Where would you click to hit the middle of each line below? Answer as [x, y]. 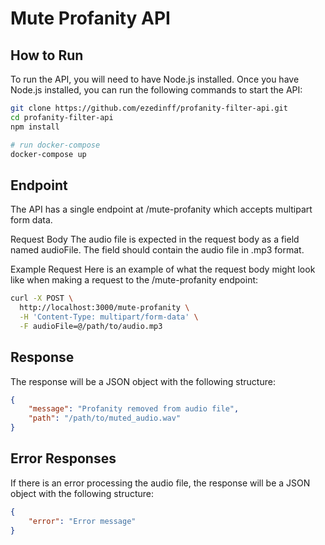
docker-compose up [48, 154]
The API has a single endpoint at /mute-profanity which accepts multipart [161, 209]
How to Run [47, 55]
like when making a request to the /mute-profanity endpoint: [134, 280]
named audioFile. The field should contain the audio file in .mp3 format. [157, 250]
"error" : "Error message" [82, 521]
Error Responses [63, 458]
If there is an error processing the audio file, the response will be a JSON [160, 483]
